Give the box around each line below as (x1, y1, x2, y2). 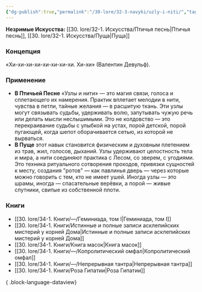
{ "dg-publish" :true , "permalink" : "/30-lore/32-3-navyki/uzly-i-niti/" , (5, 8, 187, 15)
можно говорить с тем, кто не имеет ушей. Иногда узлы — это (14, 173, 177, 181)
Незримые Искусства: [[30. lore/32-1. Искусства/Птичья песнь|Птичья (5, 25, 191, 33)
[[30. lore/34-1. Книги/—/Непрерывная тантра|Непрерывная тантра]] (14, 260, 192, 267)
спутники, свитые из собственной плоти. (14, 186, 121, 194)
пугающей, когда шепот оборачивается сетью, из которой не (14, 128, 173, 136)
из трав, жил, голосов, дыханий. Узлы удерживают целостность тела (14, 148, 193, 155)
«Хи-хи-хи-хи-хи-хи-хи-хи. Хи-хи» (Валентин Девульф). (5, 61, 151, 68)
